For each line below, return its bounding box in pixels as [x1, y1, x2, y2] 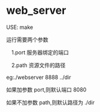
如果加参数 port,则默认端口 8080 [6, 86, 87, 93]
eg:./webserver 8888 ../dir [6, 73, 71, 81]
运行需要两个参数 [6, 36, 49, 43]
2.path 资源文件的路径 [11, 61, 66, 69]
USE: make [6, 23, 34, 31]
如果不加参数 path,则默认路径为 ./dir [6, 99, 95, 106]
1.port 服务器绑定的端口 [11, 49, 69, 56]
